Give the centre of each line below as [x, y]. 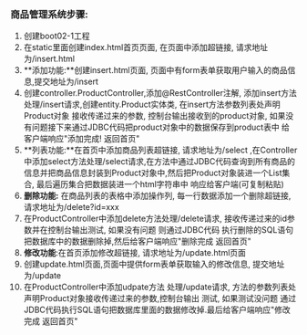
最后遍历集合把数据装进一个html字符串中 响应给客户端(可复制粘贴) [160, 184]
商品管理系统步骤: [50, 14]
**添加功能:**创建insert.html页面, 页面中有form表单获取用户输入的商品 [155, 70]
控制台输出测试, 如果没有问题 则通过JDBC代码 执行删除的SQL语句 [171, 230]
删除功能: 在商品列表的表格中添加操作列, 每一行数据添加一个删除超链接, [157, 196]
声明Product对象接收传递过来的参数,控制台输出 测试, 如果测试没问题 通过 [160, 298]
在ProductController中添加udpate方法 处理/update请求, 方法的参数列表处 [160, 287]
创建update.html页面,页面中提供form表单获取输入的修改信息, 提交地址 [154, 264]
